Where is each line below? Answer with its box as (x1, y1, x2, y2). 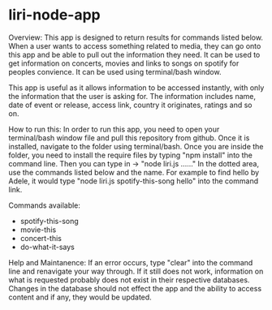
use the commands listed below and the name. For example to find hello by (8, 167, 260, 177)
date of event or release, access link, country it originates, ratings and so (8, 100, 253, 110)
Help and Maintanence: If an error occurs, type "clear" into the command (8, 257, 253, 267)
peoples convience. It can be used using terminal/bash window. (8, 67, 222, 76)
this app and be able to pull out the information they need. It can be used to (8, 50, 261, 59)
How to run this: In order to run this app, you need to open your (8, 124, 220, 134)
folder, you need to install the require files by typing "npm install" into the (8, 150, 253, 160)
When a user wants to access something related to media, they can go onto (8, 41, 261, 50)
